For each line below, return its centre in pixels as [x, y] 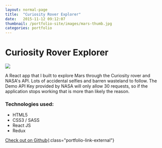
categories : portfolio [29, 28]
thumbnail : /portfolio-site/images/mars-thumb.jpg [59, 24]
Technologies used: [30, 104]
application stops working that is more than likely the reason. [67, 92]
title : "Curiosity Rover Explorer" [43, 14]
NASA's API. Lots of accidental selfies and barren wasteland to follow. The [81, 81]
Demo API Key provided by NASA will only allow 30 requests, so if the [77, 86]
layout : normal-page [27, 10]
